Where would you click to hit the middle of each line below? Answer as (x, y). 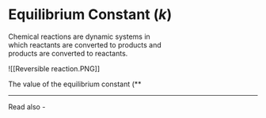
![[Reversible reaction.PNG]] (54, 68)
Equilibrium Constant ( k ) (90, 15)
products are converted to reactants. (68, 53)
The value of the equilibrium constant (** (75, 84)
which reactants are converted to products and (85, 44)
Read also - (27, 107)
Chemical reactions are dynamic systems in (79, 36)
